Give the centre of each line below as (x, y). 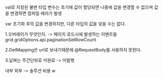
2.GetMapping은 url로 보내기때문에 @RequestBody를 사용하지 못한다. (73, 50)
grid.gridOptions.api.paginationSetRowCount (51, 40)
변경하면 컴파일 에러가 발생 (36, 13)
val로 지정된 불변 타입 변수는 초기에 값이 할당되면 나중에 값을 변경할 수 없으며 (79, 7)
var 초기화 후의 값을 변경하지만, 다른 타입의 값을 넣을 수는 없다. (65, 24)
